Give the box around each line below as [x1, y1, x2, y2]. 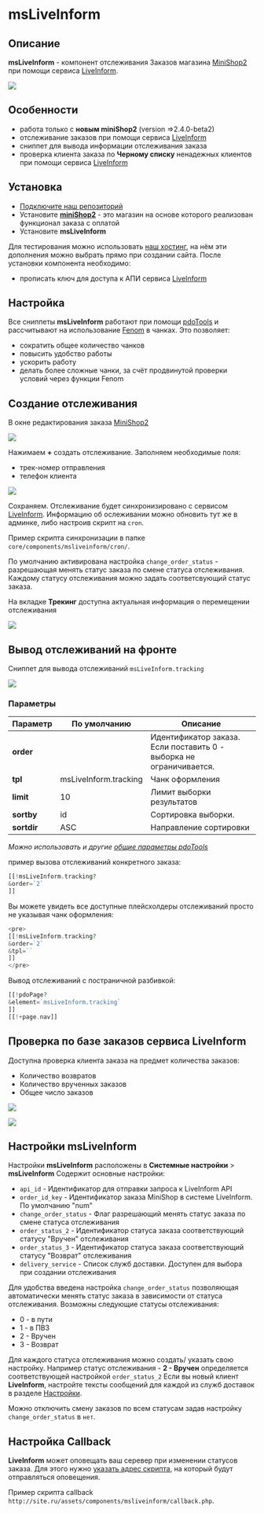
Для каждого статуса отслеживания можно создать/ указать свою [8, 1355, 234, 1364]
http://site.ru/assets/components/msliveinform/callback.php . [8, 1496, 214, 1506]
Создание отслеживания [8, 397, 137, 410]
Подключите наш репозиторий [19, 201, 123, 211]
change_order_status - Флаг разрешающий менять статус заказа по [19, 1209, 246, 1219]
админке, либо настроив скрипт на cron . [8, 518, 144, 527]
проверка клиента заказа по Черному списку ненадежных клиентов [19, 149, 252, 159]
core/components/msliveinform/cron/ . [8, 542, 130, 551]
